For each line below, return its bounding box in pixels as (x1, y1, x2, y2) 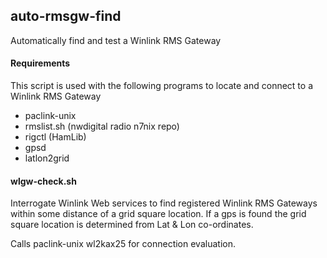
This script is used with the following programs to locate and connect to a (10, 80, 314, 92)
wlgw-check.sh (10, 175, 77, 187)
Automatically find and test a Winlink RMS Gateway (10, 34, 222, 46)
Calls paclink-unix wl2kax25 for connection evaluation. (10, 238, 236, 250)
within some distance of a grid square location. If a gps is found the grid (10, 208, 307, 220)
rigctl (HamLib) (24, 131, 87, 143)
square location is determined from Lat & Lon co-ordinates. (10, 219, 254, 231)
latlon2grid (24, 152, 70, 164)
